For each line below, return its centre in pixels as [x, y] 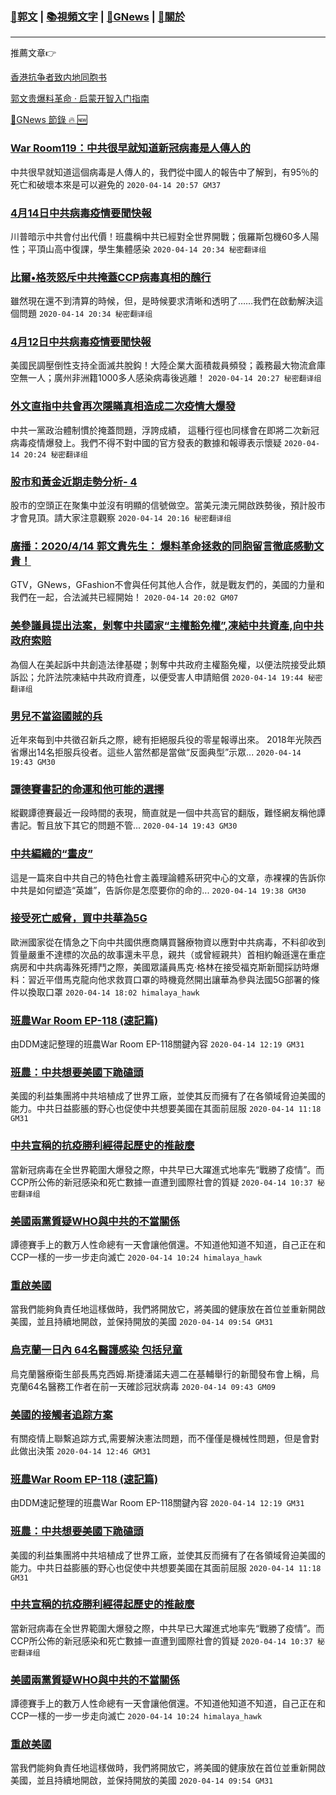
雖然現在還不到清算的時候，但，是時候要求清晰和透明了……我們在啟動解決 [162, 301]
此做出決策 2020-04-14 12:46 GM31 [81, 1450]
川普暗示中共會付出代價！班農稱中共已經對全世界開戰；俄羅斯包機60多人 [160, 236]
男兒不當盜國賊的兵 [56, 716]
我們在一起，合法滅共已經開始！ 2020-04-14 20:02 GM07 [124, 597]
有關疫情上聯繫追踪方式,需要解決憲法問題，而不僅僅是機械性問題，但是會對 [165, 1438]
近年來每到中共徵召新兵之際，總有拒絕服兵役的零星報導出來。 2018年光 [157, 739]
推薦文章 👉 [33, 53]
